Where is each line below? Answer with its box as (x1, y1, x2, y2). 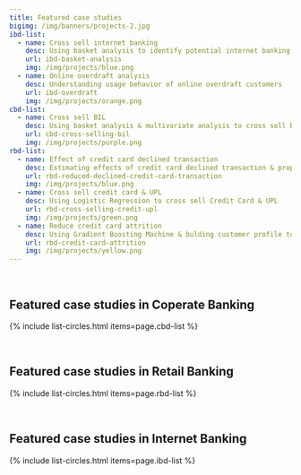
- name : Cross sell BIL (17, 113, 106, 122)
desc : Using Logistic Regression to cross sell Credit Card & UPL (25, 196, 279, 206)
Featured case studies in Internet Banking (9, 431, 247, 446)
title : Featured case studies (9, 13, 123, 22)
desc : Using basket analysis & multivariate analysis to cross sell (25, 122, 287, 131)
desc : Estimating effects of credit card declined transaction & (25, 163, 275, 172)
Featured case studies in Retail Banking (9, 364, 235, 379)
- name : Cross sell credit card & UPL (17, 188, 163, 197)
